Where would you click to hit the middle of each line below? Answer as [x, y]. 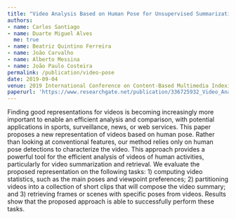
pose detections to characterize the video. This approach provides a [106, 150]
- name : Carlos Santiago [44, 27]
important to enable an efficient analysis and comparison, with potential [111, 119]
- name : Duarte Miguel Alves [50, 33]
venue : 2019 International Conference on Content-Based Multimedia [108, 86]
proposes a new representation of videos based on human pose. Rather [111, 135]
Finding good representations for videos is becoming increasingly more [111, 112]
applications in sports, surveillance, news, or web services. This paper [109, 127]
